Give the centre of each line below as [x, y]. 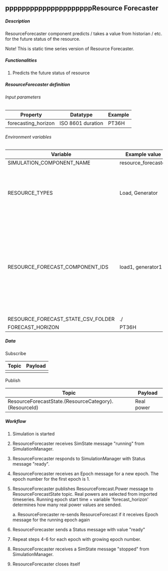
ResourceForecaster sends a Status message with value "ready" [79, 530]
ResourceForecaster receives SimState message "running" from [78, 443]
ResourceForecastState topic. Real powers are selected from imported [85, 494]
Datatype [81, 115]
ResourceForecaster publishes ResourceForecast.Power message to [83, 489]
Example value [143, 154]
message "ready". [31, 464]
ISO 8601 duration [81, 123]
